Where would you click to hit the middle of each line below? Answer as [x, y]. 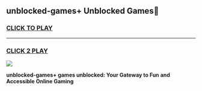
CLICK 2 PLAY [27, 50]
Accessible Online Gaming [40, 81]
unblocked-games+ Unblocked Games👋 [83, 11]
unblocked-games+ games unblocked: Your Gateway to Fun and [88, 75]
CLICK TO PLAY [29, 28]
